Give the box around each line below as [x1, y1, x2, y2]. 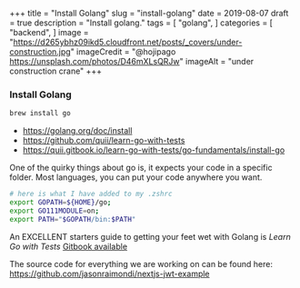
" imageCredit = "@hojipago [70, 46, 176, 57]
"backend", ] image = [9, 27, 89, 37]
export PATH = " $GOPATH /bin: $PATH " [9, 214, 136, 223]
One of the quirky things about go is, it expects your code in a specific [9, 163, 273, 174]
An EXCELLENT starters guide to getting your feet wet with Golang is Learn [9, 231, 291, 242]
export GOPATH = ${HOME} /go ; [9, 198, 112, 207]
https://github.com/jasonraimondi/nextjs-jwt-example [9, 268, 211, 279]
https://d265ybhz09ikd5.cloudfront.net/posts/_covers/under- [13, 36, 243, 47]
